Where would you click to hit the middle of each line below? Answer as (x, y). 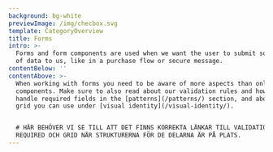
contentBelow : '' (38, 69)
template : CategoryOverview (56, 31)
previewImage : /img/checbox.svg (63, 23)
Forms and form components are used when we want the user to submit (136, 53)
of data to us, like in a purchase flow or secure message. (119, 61)
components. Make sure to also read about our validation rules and (134, 91)
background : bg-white (45, 16)
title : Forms (30, 38)
